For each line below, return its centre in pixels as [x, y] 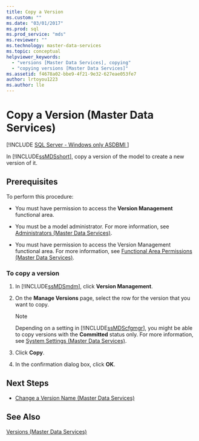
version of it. [22, 163]
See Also [23, 417]
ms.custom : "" [24, 18]
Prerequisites [32, 182]
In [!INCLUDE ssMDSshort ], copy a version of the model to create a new [95, 156]
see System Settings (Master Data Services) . [71, 341]
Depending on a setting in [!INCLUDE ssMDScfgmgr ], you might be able [104, 328]
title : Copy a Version [35, 12]
